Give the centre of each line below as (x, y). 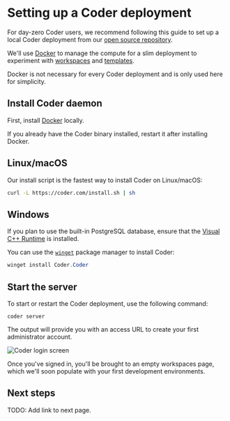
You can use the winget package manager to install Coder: (91, 252)
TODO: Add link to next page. (49, 410)
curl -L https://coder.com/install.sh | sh (71, 193)
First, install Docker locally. (46, 120)
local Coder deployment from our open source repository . (90, 39)
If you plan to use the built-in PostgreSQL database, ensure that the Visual (114, 231)
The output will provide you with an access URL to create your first (103, 329)
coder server (26, 316)
